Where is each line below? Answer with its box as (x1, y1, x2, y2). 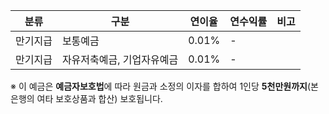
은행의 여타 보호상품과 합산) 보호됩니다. (10, 93, 163, 104)
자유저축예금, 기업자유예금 (61, 53, 179, 66)
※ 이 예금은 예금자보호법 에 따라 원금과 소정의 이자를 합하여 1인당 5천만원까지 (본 (10, 80, 319, 92)
